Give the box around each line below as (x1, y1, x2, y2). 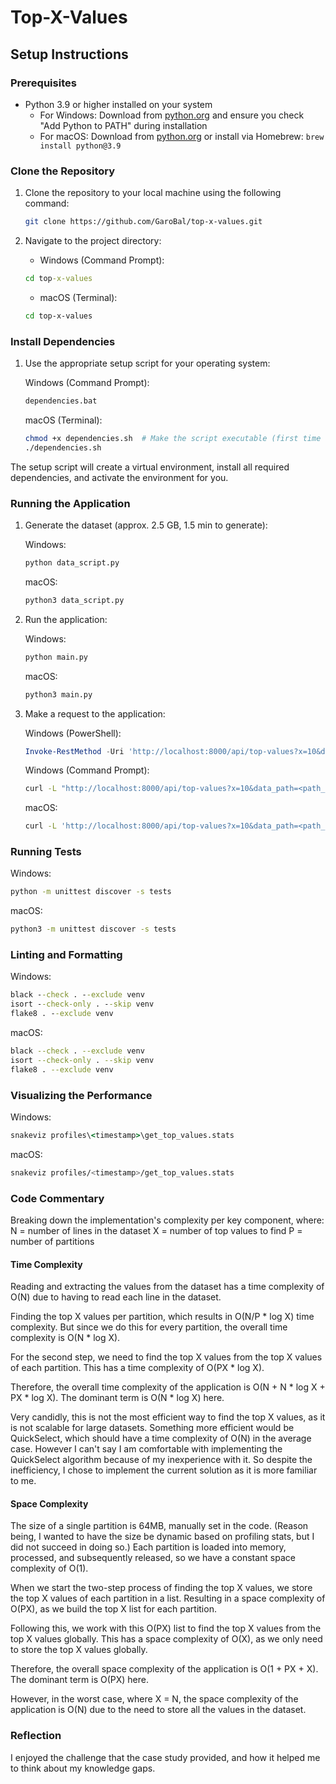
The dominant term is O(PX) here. (10, 1674, 149, 1686)
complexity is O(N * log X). (10, 1332, 121, 1344)
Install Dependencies (10, 334, 116, 348)
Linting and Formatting (10, 948, 123, 962)
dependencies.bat (24, 396, 98, 406)
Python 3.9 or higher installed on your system (24, 98, 213, 110)
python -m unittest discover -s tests (10, 887, 172, 897)
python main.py (24, 652, 89, 662)
